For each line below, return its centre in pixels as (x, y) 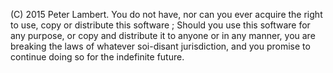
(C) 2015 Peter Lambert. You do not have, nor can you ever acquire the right (166, 14)
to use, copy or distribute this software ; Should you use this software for (160, 25)
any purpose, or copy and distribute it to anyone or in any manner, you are (163, 35)
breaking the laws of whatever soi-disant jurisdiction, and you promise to (160, 46)
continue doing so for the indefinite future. (97, 57)
